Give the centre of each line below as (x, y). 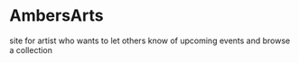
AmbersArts (56, 16)
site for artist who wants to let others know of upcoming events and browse (150, 40)
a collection (31, 49)
